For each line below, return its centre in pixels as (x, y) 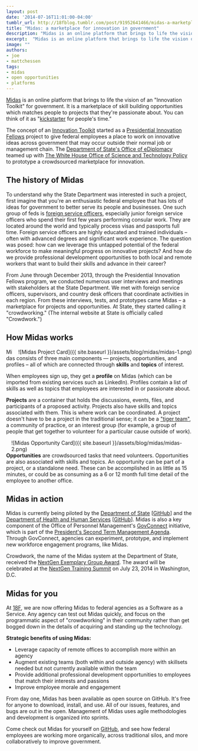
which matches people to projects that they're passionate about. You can (95, 112)
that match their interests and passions (62, 681)
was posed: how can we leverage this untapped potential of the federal (93, 245)
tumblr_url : (21, 22)
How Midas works (40, 338)
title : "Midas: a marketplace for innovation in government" (83, 28)
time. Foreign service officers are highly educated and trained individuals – (97, 232)
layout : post (22, 12)
